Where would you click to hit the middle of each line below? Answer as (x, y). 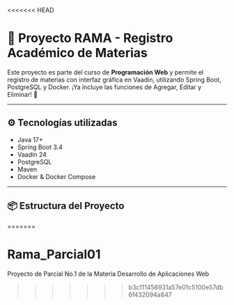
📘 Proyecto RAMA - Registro (90, 38)
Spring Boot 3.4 (40, 147)
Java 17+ (30, 139)
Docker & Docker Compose (56, 176)
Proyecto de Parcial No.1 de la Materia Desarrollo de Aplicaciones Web (108, 274)
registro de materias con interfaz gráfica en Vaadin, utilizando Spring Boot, (114, 79)
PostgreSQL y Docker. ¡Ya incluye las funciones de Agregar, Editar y (104, 87)
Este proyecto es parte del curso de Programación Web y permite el (106, 72)
